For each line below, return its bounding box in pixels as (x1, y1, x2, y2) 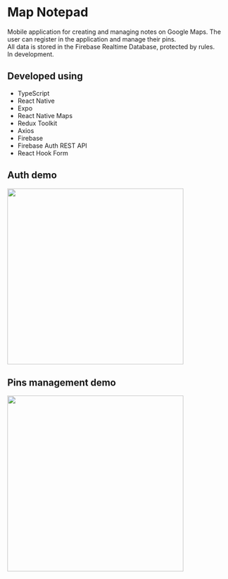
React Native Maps (17, 111, 72, 120)
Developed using (7, 70, 83, 82)
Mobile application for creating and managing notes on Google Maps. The (7, 27, 222, 36)
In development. (7, 50, 54, 58)
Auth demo (7, 170, 58, 182)
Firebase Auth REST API (17, 141, 88, 150)
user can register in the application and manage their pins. (7, 34, 177, 43)
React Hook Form (17, 148, 68, 157)
